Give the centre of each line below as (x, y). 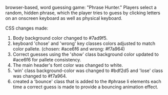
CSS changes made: (27, 28)
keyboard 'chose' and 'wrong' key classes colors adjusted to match (84, 43)
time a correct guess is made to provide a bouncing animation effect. (86, 87)
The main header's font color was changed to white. (68, 65)
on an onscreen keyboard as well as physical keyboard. (64, 18)
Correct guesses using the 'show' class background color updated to (86, 54)
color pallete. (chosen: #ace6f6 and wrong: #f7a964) (69, 49)
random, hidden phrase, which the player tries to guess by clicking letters (83, 13)
